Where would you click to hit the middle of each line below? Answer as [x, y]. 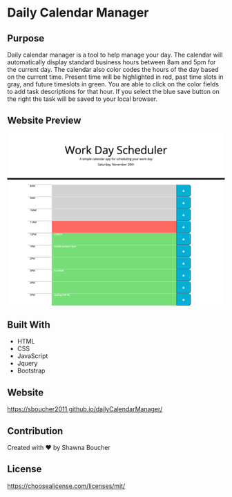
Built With [29, 325]
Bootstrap [31, 371]
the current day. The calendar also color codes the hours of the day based [113, 69]
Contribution [35, 431]
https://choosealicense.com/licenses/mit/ [66, 486]
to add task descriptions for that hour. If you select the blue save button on [113, 92]
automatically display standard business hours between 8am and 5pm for [112, 62]
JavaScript [32, 356]
